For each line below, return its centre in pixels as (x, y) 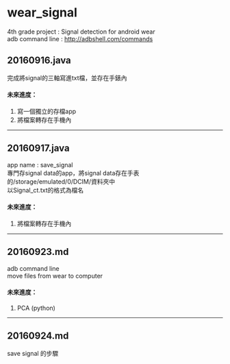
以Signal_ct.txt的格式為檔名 (46, 190)
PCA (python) (36, 308)
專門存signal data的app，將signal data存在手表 (73, 173)
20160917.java (38, 148)
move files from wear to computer (55, 276)
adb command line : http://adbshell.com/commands (80, 38)
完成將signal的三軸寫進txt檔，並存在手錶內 (67, 77)
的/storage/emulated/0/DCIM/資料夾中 (61, 181)
